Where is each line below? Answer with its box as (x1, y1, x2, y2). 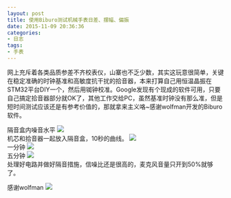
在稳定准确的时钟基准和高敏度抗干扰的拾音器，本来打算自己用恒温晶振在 (7, 76, 212, 85)
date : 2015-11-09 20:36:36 (7, 23, 85, 30)
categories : (7, 29, 41, 36)
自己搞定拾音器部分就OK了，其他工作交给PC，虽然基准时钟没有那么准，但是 (7, 93, 223, 102)
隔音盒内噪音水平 (7, 125, 56, 134)
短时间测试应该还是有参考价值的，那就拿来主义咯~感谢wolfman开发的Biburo (7, 102, 223, 111)
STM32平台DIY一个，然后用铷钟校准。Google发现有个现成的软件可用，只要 (7, 85, 221, 93)
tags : (7, 42, 23, 49)
